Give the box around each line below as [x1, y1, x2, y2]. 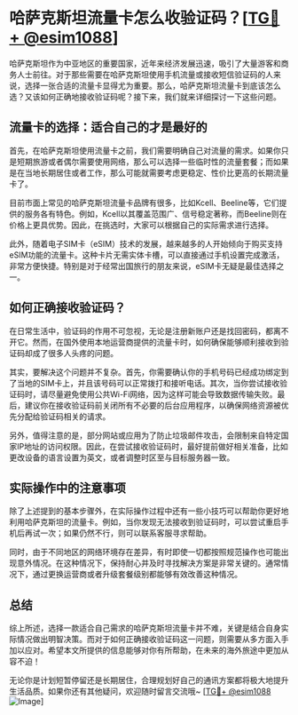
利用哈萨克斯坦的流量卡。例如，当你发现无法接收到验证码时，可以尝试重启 [9, 517, 281, 528]
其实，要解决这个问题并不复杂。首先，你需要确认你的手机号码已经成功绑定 [9, 366, 281, 377]
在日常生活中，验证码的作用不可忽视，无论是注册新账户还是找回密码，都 [9, 325, 273, 336]
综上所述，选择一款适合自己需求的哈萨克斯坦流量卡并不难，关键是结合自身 [9, 623, 281, 633]
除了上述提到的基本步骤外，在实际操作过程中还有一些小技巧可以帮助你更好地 [9, 505, 289, 516]
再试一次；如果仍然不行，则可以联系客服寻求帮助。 [24, 528, 211, 538]
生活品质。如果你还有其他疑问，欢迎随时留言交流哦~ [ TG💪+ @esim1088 [9, 686, 271, 697]
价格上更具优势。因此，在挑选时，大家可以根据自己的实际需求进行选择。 [9, 219, 273, 230]
